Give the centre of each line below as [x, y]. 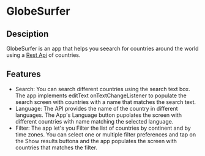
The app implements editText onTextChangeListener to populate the [101, 95]
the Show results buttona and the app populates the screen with [96, 141]
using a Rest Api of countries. [43, 55]
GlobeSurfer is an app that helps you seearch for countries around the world [102, 48]
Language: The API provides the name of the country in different [96, 108]
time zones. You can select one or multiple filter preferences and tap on [106, 134]
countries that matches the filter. [56, 147]
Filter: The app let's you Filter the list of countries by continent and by [103, 128]
